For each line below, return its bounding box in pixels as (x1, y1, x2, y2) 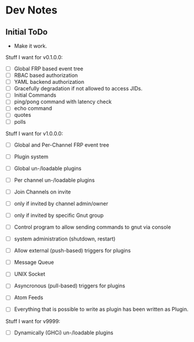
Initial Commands (14, 92, 56, 99)
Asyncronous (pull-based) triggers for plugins (14, 282, 126, 289)
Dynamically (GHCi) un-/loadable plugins (14, 329, 114, 336)
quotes (14, 111, 32, 118)
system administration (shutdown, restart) (14, 235, 116, 242)
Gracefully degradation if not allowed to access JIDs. (14, 85, 143, 92)
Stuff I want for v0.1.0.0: (5, 54, 63, 60)
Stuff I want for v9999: (5, 317, 61, 324)
